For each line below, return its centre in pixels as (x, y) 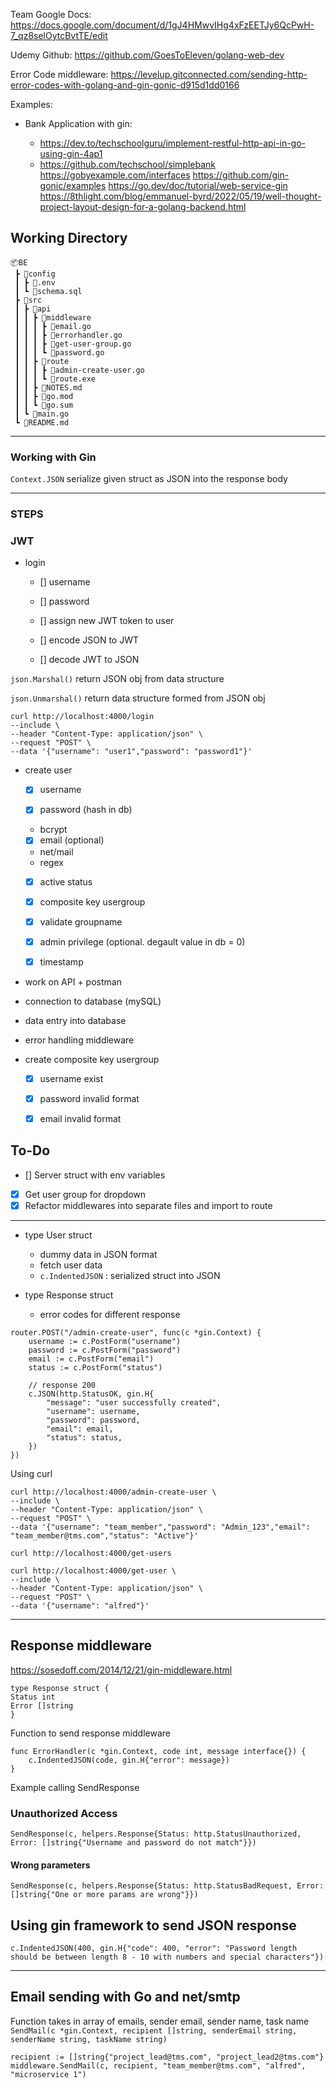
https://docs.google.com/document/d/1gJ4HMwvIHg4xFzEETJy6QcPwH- (162, 25)
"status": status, (84, 1437)
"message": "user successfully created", (134, 1402)
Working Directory (69, 238)
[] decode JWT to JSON (89, 660)
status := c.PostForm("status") (95, 1367)
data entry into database (75, 1020)
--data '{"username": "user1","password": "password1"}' (131, 752)
